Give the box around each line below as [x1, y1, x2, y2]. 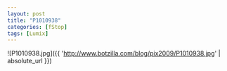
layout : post [7, 10, 46, 18]
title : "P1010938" [7, 17, 61, 24]
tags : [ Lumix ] [7, 30, 49, 37]
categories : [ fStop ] [7, 23, 68, 30]
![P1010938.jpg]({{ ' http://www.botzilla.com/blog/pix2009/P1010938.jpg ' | [7, 49, 221, 58]
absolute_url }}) [7, 57, 53, 65]
